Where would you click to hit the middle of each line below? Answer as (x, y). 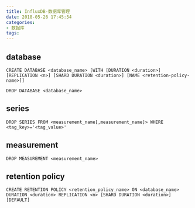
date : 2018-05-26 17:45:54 (39, 17)
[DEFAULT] (18, 200)
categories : (20, 22)
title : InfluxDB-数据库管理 (38, 11)
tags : (13, 33)
